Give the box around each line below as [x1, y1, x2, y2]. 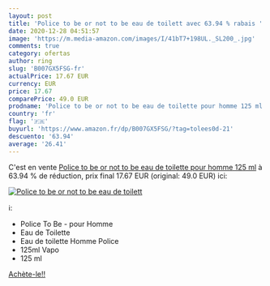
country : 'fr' [8, 110, 57, 118]
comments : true [8, 42, 60, 50]
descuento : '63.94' [8, 132, 75, 140]
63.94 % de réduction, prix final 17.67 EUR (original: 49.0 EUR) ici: [8, 171, 228, 181]
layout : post [8, 11, 53, 20]
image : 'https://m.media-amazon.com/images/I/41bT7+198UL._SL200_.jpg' [8, 34, 255, 43]
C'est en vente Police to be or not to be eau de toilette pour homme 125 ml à [8, 162, 263, 172]
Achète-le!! [8, 269, 46, 279]
